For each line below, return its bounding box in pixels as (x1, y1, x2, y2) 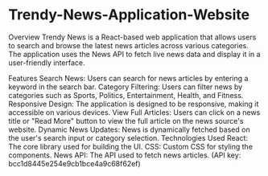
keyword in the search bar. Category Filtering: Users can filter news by (8, 82, 243, 92)
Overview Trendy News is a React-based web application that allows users (8, 32, 257, 42)
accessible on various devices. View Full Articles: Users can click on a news (8, 107, 261, 117)
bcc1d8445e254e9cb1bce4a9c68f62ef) (8, 158, 141, 168)
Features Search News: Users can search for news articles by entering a (8, 73, 249, 83)
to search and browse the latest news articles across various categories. (8, 40, 249, 50)
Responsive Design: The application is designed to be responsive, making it (8, 99, 259, 108)
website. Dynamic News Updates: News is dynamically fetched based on (8, 125, 251, 134)
